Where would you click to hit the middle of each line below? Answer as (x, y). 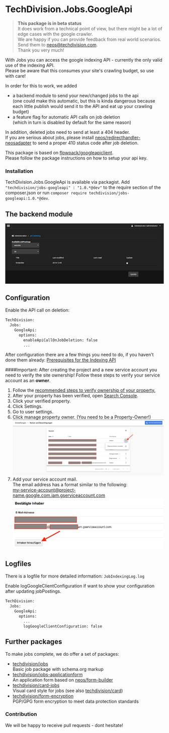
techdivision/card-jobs (36, 685)
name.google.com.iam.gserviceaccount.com (59, 495)
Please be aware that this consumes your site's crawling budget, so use (80, 70)
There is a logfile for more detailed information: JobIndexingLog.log (75, 576)
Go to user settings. (33, 411)
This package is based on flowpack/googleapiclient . (59, 152)
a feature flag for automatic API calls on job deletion (66, 117)
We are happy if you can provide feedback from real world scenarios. (89, 39)
